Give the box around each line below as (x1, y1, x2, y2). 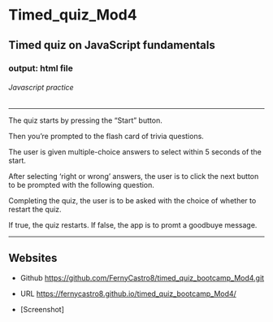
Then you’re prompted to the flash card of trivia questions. (8, 131, 205, 141)
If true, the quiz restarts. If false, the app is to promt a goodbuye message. (8, 220, 258, 229)
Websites (8, 251, 58, 265)
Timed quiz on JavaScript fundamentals (8, 38, 215, 52)
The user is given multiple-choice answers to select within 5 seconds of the (8, 146, 262, 156)
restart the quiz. (8, 204, 63, 214)
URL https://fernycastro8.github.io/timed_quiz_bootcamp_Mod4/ (19, 289, 237, 298)
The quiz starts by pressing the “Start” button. (8, 115, 162, 125)
